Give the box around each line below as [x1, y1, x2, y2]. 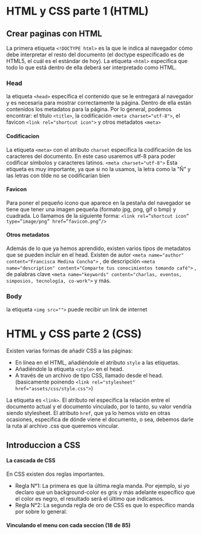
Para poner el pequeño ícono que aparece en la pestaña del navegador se [6, 199, 191, 206]
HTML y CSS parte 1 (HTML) [6, 4, 149, 18]
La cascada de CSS [6, 457, 56, 464]
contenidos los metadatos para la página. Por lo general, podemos [6, 106, 172, 113]
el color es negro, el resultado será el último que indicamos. [15, 495, 165, 502]
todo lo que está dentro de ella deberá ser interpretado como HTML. [6, 64, 177, 71]
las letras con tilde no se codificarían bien [6, 172, 111, 179]
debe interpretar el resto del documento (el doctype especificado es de [6, 51, 184, 58]
